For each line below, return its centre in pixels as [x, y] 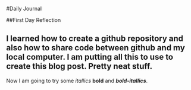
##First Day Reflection [34, 20]
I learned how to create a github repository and [95, 39]
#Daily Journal [24, 9]
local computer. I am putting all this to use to [90, 57]
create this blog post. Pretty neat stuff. [79, 67]
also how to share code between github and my [96, 48]
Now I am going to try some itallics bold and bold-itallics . [77, 81]
